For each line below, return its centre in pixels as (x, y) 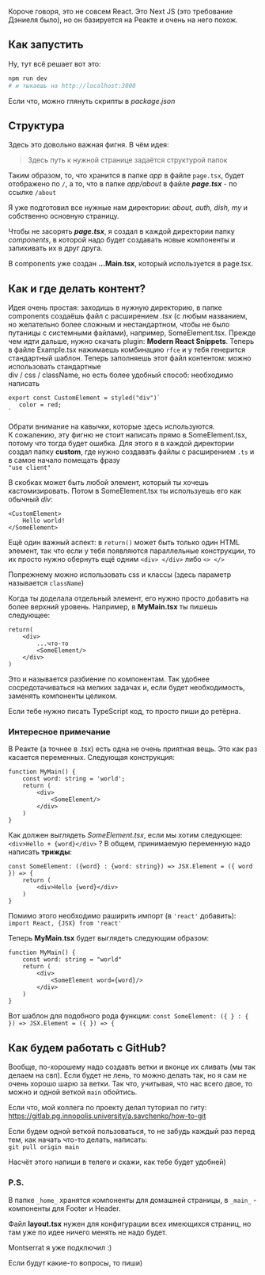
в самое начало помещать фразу (64, 460)
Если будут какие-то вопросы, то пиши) (76, 1262)
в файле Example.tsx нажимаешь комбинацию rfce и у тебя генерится (127, 350)
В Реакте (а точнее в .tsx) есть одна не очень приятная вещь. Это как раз (133, 749)
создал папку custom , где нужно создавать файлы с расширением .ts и (131, 452)
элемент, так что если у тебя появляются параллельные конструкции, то (132, 551)
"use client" (30, 468)
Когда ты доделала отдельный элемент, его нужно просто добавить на (129, 598)
